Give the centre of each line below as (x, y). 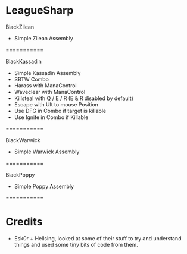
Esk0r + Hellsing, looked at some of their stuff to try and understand (98, 238)
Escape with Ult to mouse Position (56, 104)
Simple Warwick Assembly (47, 152)
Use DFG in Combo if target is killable (60, 111)
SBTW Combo (31, 79)
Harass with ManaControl (45, 85)
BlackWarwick (23, 140)
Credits (24, 222)
